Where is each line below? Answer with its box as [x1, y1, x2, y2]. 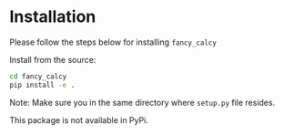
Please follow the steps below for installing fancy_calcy [9, 36, 217, 47]
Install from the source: [9, 54, 96, 65]
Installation [9, 6, 96, 27]
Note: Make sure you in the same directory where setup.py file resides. [9, 97, 276, 108]
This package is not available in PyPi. [9, 114, 148, 125]
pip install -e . [9, 80, 76, 89]
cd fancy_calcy [9, 71, 67, 81]
